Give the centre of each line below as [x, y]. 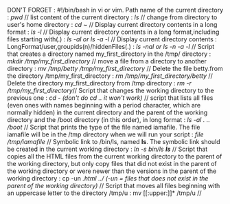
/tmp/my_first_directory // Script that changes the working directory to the [111, 90]
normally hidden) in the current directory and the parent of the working [107, 112]
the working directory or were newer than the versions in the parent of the [112, 171]
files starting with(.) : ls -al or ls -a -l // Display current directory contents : [112, 39]
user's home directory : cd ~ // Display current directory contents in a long [112, 24]
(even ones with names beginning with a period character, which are [104, 105]
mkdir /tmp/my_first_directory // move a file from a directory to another [107, 61]
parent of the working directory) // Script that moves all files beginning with [114, 186]
